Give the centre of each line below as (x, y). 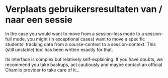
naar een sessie (39, 20)
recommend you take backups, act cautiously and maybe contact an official (84, 64)
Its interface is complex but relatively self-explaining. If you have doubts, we (84, 59)
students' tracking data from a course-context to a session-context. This (80, 44)
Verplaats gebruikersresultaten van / (84, 9)
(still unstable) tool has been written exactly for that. (59, 49)
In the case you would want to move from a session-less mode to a (75, 33)
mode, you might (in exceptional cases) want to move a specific (79, 39)
